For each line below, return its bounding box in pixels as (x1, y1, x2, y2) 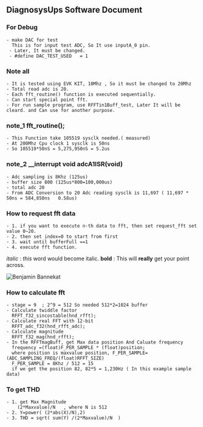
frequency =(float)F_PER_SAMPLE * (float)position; (12, 345, 146, 351)
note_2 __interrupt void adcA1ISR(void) (6, 160, 123, 168)
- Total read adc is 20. (6, 86, 69, 92)
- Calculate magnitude (6, 328, 64, 335)
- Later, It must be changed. (9, 47, 86, 54)
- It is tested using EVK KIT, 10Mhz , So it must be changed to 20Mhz (6, 80, 191, 87)
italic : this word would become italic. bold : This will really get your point (6, 255, 190, 262)
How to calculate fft (6, 288, 66, 297)
